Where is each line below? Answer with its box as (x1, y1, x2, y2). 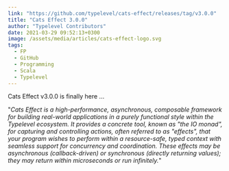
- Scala (14, 67, 36, 74)
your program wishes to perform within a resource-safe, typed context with (8, 135, 222, 143)
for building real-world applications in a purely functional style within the (8, 113, 215, 121)
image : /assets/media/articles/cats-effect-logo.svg (8, 36, 162, 42)
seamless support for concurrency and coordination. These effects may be (8, 142, 221, 150)
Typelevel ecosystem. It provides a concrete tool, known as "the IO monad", (8, 120, 223, 129)
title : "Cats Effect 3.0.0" (8, 16, 88, 23)
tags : (8, 42, 23, 49)
